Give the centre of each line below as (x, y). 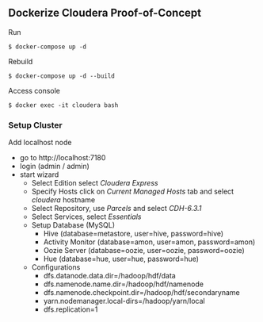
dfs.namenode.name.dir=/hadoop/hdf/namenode (124, 284)
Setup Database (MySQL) (73, 225)
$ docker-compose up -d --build (61, 76)
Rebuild (21, 61)
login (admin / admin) (54, 167)
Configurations (56, 267)
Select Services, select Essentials (86, 217)
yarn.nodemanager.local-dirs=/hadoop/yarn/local (124, 301)
